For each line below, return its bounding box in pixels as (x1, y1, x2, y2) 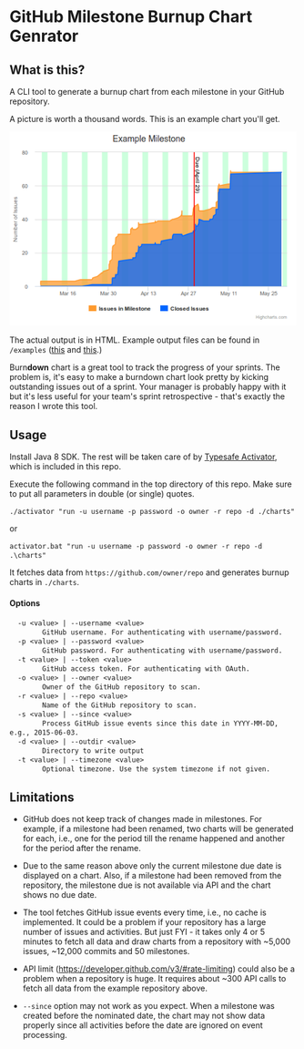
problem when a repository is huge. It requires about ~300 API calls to (22, 973, 287, 984)
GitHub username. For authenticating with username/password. (42, 628, 283, 637)
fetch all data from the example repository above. (22, 982, 208, 994)
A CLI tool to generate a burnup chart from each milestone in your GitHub (9, 87, 285, 97)
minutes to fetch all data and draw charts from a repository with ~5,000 (22, 936, 291, 947)
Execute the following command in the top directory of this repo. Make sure (9, 478, 293, 489)
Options (9, 597, 41, 608)
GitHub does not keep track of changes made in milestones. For (22, 814, 262, 825)
